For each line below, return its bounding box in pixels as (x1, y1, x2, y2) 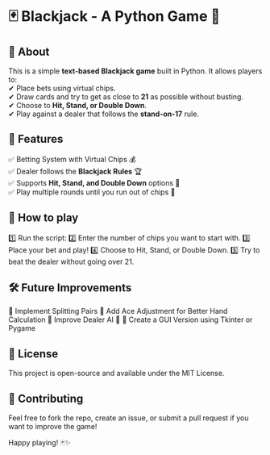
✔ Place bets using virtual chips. (8, 83, 116, 93)
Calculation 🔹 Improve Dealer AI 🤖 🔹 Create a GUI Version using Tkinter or (8, 315, 253, 324)
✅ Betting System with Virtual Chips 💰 (8, 154, 136, 164)
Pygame (8, 324, 36, 333)
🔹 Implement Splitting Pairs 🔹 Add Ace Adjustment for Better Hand (8, 307, 228, 316)
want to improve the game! (8, 422, 98, 432)
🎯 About (8, 44, 50, 58)
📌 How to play (8, 211, 79, 225)
